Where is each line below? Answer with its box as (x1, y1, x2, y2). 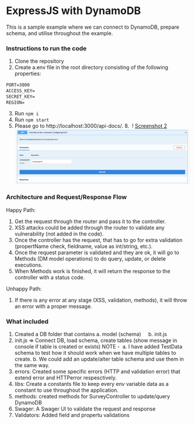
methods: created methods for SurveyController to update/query (14, 392, 170, 399)
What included (6, 317, 48, 326)
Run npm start (14, 116, 50, 124)
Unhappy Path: (6, 285, 42, 292)
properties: (14, 70, 41, 77)
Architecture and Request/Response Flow (6, 193, 127, 201)
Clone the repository (14, 57, 64, 65)
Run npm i (14, 110, 39, 117)
